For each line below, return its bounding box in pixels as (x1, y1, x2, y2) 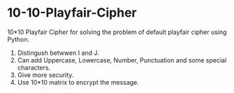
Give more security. (17, 71, 74, 79)
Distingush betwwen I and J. (17, 49, 99, 57)
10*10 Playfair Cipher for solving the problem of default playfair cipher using (7, 28, 227, 36)
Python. (7, 35, 30, 43)
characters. (17, 63, 51, 71)
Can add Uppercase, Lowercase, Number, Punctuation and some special (17, 56, 227, 64)
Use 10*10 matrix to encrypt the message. (17, 78, 140, 86)
